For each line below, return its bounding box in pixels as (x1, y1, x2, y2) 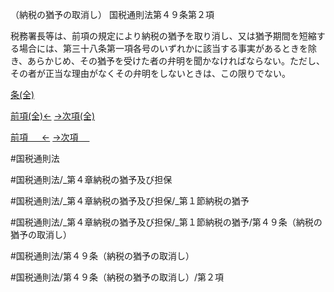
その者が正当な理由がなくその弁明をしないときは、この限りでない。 (10, 68, 291, 79)
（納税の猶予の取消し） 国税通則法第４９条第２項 (10, 9, 215, 20)
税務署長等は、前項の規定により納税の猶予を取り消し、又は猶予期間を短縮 (10, 30, 317, 42)
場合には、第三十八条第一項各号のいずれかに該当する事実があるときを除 (18, 43, 317, 54)
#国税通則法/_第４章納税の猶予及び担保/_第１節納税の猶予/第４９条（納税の (10, 216, 323, 228)
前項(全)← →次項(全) (10, 110, 96, 122)
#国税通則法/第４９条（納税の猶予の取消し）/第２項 (10, 271, 224, 283)
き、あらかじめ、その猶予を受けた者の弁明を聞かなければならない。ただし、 (10, 55, 326, 67)
